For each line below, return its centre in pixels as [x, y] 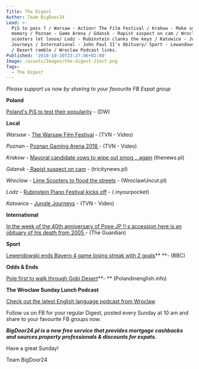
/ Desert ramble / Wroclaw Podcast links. [65, 50]
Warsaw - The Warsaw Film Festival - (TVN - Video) [70, 135]
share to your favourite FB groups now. [54, 319]
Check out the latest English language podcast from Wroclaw [81, 302]
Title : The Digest [29, 12]
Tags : [13, 67]
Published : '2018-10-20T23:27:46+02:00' [57, 56]
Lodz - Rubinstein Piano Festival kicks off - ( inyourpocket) [78, 192]
